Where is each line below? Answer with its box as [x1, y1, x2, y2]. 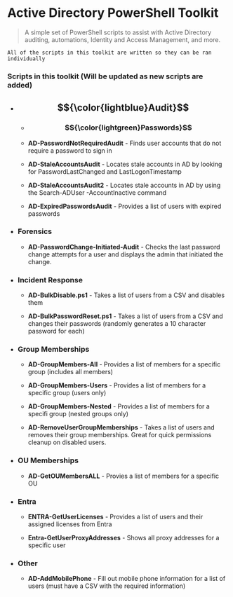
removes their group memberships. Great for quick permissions [27, 431, 212, 439]
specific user [27, 541, 66, 549]
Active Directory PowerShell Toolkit [7, 5, 219, 21]
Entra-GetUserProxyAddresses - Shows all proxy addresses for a [27, 534, 220, 542]
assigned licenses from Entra [27, 520, 112, 528]
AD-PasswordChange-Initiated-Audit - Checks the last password [27, 242, 220, 251]
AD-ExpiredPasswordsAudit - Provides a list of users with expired [27, 202, 222, 210]
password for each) [27, 327, 86, 336]
